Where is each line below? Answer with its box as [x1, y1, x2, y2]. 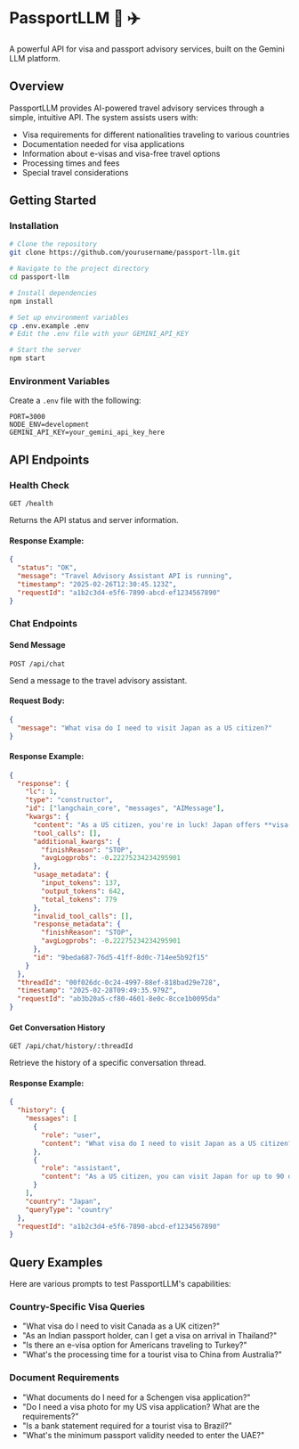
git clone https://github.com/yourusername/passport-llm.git [9, 248, 241, 258]
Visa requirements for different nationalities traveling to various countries [21, 129, 290, 140]
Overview [9, 78, 65, 94]
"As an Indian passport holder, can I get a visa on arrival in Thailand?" [21, 1330, 278, 1341]
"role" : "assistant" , [41, 1164, 122, 1173]
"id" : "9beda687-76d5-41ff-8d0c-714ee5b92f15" [32, 953, 209, 962]
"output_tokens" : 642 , [41, 887, 125, 896]
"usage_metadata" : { [32, 871, 109, 880]
